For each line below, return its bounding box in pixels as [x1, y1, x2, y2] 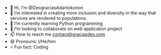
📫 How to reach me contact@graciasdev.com [9, 31, 105, 37]
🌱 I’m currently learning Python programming [9, 20, 103, 26]
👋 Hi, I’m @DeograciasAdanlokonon [9, 5, 83, 10]
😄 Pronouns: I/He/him [9, 39, 56, 44]
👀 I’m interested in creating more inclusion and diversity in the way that [9, 10, 156, 16]
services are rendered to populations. [9, 15, 87, 21]
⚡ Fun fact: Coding [9, 44, 48, 50]
